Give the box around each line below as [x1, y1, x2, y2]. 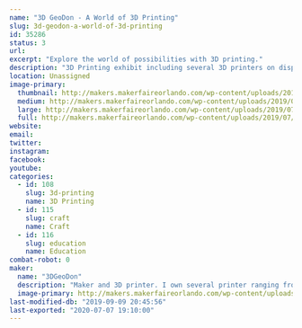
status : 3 [9, 38, 47, 48]
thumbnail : [17, 88, 58, 97]
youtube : [9, 164, 42, 173]
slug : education [25, 239, 87, 248]
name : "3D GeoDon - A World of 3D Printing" [9, 13, 179, 22]
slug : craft [25, 213, 70, 223]
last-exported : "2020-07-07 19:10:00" [9, 306, 155, 315]
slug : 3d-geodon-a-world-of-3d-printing [9, 22, 164, 31]
